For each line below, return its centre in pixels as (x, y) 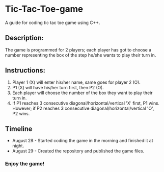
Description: (25, 38)
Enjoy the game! (25, 164)
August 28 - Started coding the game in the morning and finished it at (82, 141)
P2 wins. (21, 113)
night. (18, 146)
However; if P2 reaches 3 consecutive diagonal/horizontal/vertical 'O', (83, 108)
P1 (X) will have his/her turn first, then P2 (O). (58, 87)
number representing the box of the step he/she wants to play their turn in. (81, 55)
